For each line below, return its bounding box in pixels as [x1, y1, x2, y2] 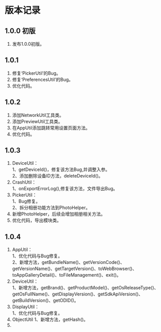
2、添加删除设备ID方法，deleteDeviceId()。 [12, 173, 104, 179]
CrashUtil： [12, 179, 37, 186]
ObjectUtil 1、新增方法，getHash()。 [12, 316, 88, 323]
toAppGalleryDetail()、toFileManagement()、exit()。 [12, 272, 121, 278]
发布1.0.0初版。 [12, 41, 45, 47]
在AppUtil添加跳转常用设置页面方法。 [12, 125, 90, 131]
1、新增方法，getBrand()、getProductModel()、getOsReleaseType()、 [12, 285, 159, 291]
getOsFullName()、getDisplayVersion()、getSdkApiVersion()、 [12, 291, 143, 297]
